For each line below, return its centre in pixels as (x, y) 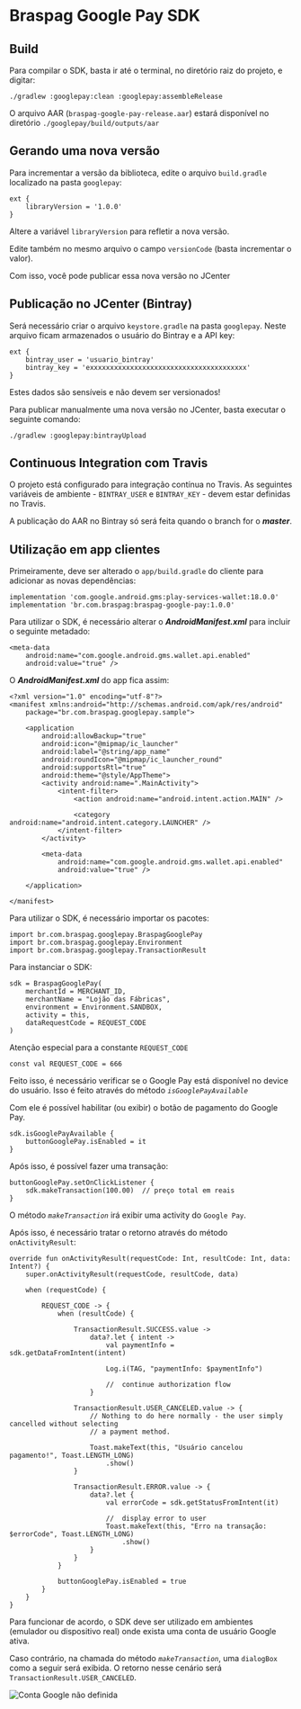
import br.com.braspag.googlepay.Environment (96, 943)
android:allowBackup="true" (94, 736)
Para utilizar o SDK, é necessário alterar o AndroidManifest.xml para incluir (150, 622)
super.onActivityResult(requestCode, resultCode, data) (133, 1274)
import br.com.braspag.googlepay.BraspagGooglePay (106, 935)
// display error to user (156, 1519)
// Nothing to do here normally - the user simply (186, 1417)
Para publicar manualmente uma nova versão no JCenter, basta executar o (147, 409)
